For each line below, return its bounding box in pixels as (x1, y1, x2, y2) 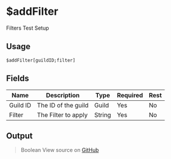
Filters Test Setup (6, 24, 49, 31)
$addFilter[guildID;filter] (6, 57, 76, 63)
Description (46, 91, 80, 99)
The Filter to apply (37, 110, 88, 119)
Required (116, 91, 144, 99)
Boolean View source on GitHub (20, 147, 99, 154)
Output (6, 131, 33, 141)
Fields (6, 74, 30, 84)
